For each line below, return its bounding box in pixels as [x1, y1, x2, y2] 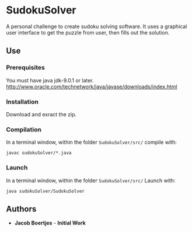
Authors [6, 204, 37, 214]
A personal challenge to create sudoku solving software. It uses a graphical [6, 23, 187, 30]
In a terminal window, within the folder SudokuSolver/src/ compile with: [6, 138, 177, 146]
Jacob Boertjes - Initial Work [14, 220, 86, 227]
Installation [6, 98, 39, 106]
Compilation [6, 125, 42, 133]
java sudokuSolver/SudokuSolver [6, 188, 85, 194]
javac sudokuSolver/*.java [6, 150, 72, 156]
